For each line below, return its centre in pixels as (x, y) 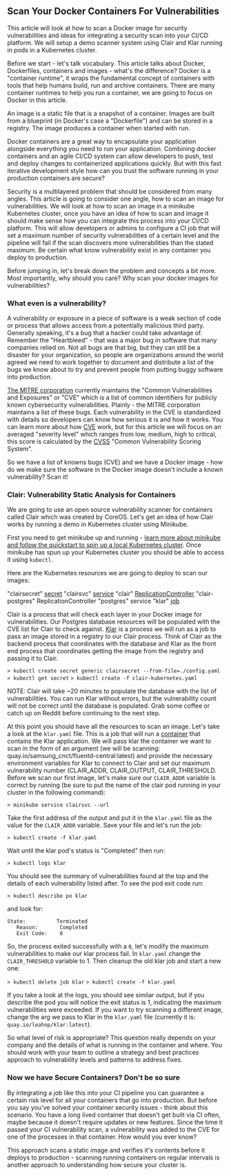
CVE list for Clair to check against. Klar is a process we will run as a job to (112, 629)
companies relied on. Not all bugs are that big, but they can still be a (104, 348)
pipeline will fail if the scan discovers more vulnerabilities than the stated (110, 242)
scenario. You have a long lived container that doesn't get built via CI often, (114, 1115)
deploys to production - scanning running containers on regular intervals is (113, 1157)
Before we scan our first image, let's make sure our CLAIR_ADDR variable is (111, 778)
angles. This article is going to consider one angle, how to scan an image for (115, 199)
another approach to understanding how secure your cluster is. (97, 1164)
